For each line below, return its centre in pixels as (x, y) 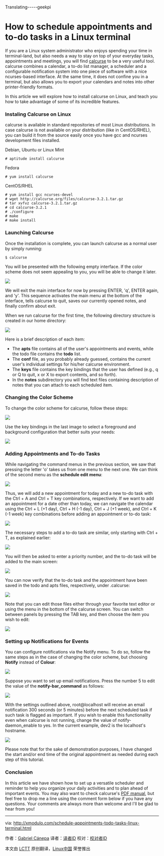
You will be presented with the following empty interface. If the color (74, 266)
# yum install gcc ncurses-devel (39, 195)
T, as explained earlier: (28, 538)
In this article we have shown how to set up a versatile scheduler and (74, 783)
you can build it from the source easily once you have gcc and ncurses (76, 135)
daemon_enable (21, 725)
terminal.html (18, 828)
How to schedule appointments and (79, 27)
